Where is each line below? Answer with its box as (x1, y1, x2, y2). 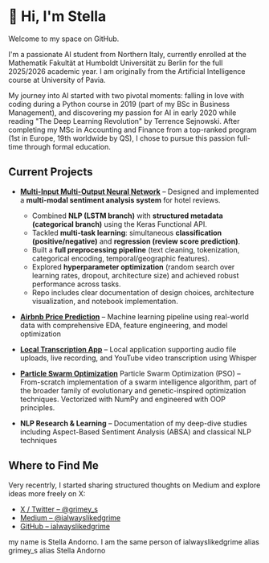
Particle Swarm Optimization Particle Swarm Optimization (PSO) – (19, 368, 241, 378)
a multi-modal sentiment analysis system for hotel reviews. (19, 195, 221, 204)
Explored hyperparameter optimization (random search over (31, 261, 235, 272)
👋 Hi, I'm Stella (8, 7, 107, 26)
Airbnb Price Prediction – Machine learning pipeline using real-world (19, 311, 249, 321)
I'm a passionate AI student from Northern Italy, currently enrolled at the (8, 49, 247, 59)
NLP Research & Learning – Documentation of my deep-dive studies (19, 418, 247, 428)
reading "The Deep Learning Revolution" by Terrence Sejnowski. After (8, 116, 240, 125)
